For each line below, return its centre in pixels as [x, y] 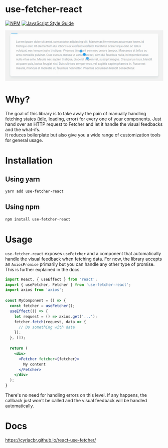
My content [35, 364]
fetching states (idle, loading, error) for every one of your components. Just [83, 119]
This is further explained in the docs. [43, 269]
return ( [19, 348]
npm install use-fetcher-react [38, 219]
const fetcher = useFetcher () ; [42, 306]
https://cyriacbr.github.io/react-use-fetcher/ [51, 440]
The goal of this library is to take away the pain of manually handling [76, 114]
